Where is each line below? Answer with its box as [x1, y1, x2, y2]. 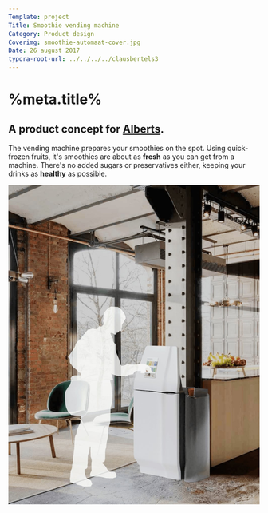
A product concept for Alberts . [8, 122, 164, 136]
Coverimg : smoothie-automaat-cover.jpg [8, 38, 141, 46]
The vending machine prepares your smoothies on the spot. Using [8, 144, 226, 153]
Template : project [8, 13, 69, 21]
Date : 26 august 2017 [8, 46, 81, 55]
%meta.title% [8, 90, 102, 109]
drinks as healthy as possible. [8, 169, 108, 178]
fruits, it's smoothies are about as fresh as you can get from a [31, 152, 235, 161]
